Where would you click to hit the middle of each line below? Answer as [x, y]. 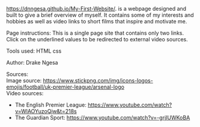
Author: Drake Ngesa [32, 63]
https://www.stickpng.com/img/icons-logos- [98, 81]
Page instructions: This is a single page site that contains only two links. [95, 33]
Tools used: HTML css [34, 51]
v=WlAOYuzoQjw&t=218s [46, 111]
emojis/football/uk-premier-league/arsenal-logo [65, 87]
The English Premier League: [51, 105]
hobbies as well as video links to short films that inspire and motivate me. [97, 21]
